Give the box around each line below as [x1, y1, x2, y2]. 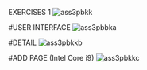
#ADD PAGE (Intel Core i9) [8, 53, 95, 62]
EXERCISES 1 [8, 8, 52, 17]
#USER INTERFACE [8, 23, 72, 31]
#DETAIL [8, 38, 37, 47]
